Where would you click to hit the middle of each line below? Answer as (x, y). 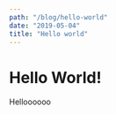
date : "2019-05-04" (45, 26)
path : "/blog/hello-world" (58, 17)
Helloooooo (30, 102)
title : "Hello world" (49, 34)
